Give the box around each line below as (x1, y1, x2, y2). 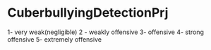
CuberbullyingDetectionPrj (7, 5, 169, 21)
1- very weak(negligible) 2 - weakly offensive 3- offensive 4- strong (7, 28, 205, 36)
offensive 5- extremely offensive (7, 35, 102, 43)
